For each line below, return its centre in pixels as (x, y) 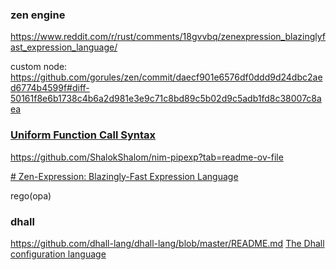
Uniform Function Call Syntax (83, 135)
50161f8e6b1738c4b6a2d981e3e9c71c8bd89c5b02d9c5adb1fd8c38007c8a (166, 99)
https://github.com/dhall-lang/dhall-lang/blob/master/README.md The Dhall (167, 243)
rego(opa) (31, 195)
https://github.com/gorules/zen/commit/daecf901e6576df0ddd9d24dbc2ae (166, 77)
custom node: (39, 67)
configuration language (58, 254)
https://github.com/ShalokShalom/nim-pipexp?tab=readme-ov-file (147, 157)
